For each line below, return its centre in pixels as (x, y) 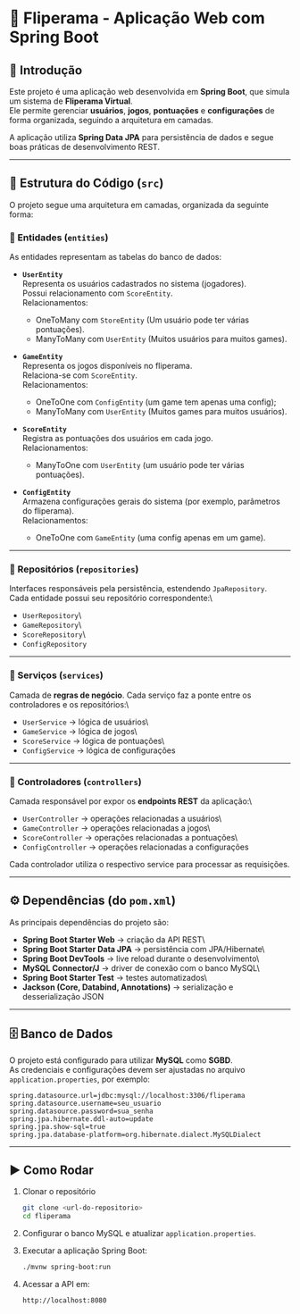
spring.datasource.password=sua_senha (81, 1111)
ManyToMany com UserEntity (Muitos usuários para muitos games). (161, 339)
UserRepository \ (52, 615)
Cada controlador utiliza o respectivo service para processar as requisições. (150, 864)
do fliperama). (48, 511)
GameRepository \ (52, 625)
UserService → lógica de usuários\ (85, 722)
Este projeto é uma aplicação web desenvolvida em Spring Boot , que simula (150, 92)
